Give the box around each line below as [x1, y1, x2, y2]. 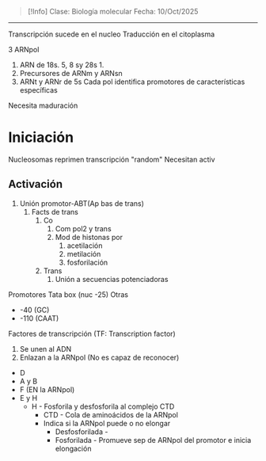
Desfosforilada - [55, 427, 108, 436]
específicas [19, 86, 58, 94]
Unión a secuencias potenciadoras [55, 274, 169, 284]
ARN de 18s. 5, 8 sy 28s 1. [19, 60, 104, 70]
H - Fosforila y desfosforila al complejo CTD [31, 402, 175, 411]
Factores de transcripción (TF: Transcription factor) [8, 329, 176, 338]
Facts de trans [31, 207, 79, 216]
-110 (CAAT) [19, 313, 59, 323]
